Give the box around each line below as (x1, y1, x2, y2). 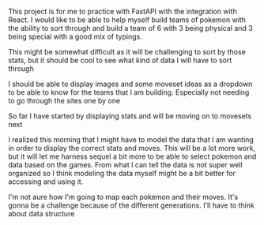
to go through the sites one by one (8, 96, 121, 105)
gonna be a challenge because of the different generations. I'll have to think (8, 201, 255, 210)
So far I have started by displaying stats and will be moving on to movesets (8, 111, 252, 121)
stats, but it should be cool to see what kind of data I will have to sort (8, 55, 232, 65)
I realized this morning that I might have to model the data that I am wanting (8, 135, 255, 144)
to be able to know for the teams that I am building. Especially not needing (8, 88, 250, 97)
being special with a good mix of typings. (8, 32, 142, 41)
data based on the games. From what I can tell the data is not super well (8, 160, 243, 169)
